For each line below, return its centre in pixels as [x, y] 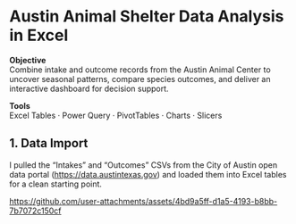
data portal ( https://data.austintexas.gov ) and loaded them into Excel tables [148, 174]
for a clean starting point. [56, 184]
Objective [28, 60]
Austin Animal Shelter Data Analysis [147, 17]
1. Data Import [49, 143]
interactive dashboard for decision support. [89, 88]
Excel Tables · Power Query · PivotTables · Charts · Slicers [116, 115]
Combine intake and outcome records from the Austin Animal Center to [140, 70]
